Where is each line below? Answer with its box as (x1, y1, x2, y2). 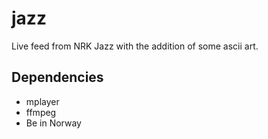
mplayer (25, 95, 60, 107)
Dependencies (11, 69, 104, 86)
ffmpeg (25, 106, 57, 118)
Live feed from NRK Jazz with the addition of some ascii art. (11, 40, 259, 52)
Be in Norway (25, 117, 82, 129)
